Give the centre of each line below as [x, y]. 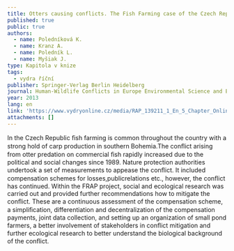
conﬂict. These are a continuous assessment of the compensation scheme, [115, 201]
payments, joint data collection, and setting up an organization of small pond [117, 218]
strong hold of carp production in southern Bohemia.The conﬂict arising [110, 146]
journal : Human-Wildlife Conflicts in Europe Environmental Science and [115, 91]
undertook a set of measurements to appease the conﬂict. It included [107, 170]
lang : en [20, 105]
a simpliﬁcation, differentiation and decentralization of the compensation [111, 209]
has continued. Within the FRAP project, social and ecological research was [116, 186]
